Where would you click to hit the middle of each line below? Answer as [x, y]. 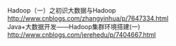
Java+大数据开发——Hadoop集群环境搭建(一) [74, 27]
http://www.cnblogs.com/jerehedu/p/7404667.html [82, 35]
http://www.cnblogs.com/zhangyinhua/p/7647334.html [88, 18]
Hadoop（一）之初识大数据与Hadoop [62, 10]
